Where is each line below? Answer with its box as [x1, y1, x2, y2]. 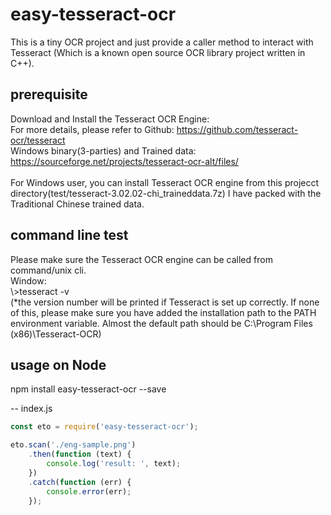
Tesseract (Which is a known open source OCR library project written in [10, 46, 306, 58]
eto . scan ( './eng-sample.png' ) [10, 440, 137, 450]
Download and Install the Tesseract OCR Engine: [10, 113, 210, 125]
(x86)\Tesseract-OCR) [10, 328, 102, 340]
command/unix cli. [10, 264, 87, 276]
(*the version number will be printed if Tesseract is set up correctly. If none [10, 296, 320, 308]
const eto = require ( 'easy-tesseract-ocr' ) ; [10, 422, 199, 432]
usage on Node [10, 356, 107, 373]
